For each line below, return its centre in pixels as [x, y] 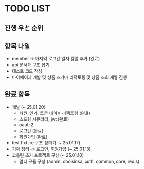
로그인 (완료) [31, 131]
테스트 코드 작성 [27, 71]
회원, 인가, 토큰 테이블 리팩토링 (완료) [55, 113]
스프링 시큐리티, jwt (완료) [44, 119]
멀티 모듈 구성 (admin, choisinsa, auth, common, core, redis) [79, 161]
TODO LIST [28, 9]
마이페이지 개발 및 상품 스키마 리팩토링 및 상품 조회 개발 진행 [69, 77]
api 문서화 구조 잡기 [30, 65]
